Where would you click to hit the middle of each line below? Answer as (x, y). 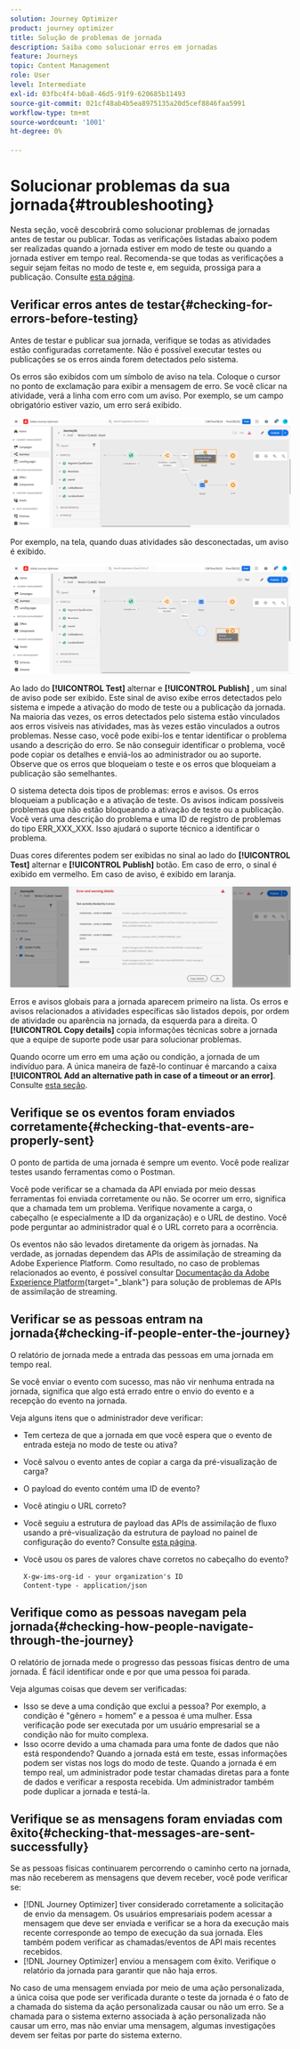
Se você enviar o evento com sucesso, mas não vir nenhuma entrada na (142, 1381)
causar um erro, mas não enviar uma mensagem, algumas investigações (143, 2026)
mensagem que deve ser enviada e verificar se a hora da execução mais (156, 1923)
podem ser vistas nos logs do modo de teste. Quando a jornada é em (150, 1762)
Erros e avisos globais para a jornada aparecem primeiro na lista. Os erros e (149, 1002)
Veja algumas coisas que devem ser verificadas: (99, 1688)
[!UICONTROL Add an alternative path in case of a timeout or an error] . (143, 1076)
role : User (30, 76)
